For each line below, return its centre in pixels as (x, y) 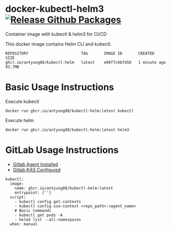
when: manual (24, 224)
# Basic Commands (33, 210)
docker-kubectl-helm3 (55, 9)
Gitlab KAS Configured (37, 169)
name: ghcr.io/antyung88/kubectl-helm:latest (64, 188)
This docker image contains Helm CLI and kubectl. (58, 44)
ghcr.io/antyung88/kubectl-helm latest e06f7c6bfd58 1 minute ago (86, 62)
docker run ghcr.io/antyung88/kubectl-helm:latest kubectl (70, 111)
